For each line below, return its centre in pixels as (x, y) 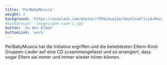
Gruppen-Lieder (22, 52)
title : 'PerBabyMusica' (30, 10)
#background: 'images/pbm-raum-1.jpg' (45, 23)
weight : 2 (15, 14)
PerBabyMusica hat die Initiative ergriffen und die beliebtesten (69, 47)
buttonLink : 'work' (25, 32)
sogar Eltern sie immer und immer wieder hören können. (63, 57)
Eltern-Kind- (146, 47)
